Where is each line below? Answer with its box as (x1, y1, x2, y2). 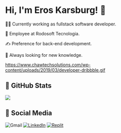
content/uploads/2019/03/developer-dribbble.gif (5, 67, 105, 73)
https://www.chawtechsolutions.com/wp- (5, 62, 91, 68)
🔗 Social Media (5, 109, 52, 118)
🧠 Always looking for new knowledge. (5, 52, 82, 58)
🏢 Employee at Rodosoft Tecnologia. (5, 30, 80, 36)
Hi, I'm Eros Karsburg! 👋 (5, 4, 106, 16)
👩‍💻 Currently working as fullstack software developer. (5, 21, 116, 27)
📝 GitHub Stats (5, 82, 51, 90)
